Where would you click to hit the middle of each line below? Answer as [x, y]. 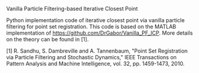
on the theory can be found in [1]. [47, 39]
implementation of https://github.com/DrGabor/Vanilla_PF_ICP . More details [100, 33]
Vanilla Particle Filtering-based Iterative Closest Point [72, 9]
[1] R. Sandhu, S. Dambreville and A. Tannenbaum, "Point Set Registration [97, 51]
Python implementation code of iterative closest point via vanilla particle [96, 20]
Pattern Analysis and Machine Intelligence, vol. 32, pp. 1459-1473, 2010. [96, 63]
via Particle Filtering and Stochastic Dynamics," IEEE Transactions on [92, 57]
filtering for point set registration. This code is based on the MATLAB [91, 27]
